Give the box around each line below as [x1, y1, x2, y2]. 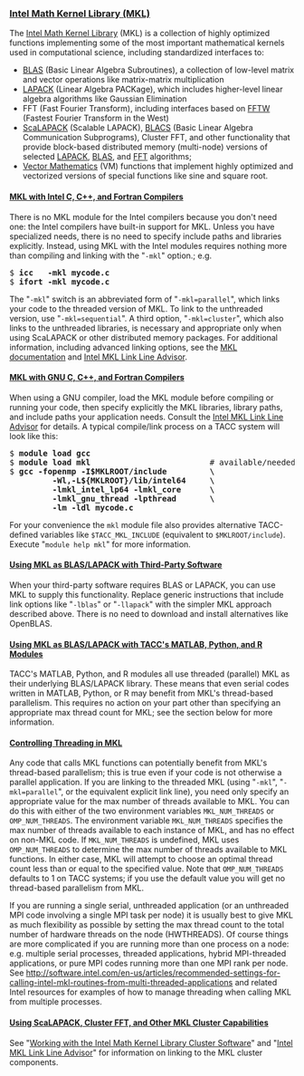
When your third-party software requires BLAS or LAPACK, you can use [9, 579, 276, 591]
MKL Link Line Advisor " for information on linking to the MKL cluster [9, 1047, 263, 1058]
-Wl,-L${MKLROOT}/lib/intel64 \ [52, 475, 215, 485]
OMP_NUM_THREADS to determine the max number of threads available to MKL [9, 844, 288, 855]
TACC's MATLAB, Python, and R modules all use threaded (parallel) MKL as [9, 668, 290, 679]
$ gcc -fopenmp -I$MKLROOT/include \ [9, 466, 215, 476]
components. [9, 1056, 59, 1067]
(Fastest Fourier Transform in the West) [22, 112, 169, 124]
